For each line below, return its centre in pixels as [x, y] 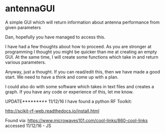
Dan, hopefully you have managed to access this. [55, 37]
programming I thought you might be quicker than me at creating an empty [81, 52]
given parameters [23, 27]
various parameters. [25, 62]
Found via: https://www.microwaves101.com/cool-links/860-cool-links [77, 120]
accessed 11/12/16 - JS [28, 126]
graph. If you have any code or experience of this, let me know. [69, 92]
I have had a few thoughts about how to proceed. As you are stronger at [78, 46]
